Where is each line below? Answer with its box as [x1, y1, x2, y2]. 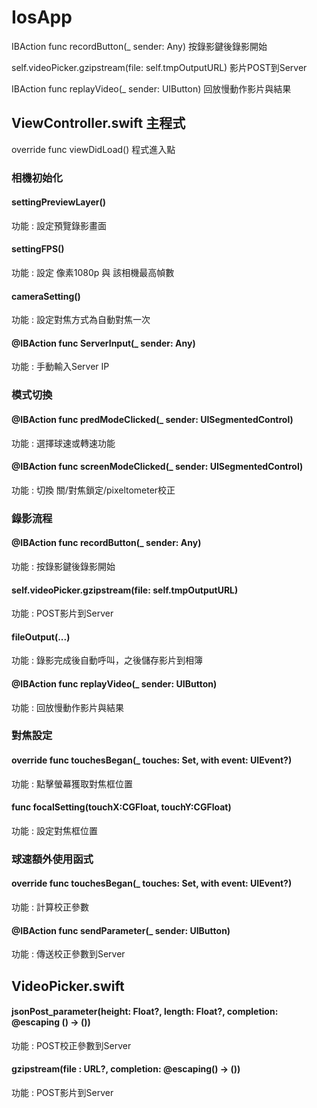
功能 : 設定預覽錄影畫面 [11, 219, 107, 231]
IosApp [11, 6, 73, 29]
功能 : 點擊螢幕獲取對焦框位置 [11, 777, 133, 790]
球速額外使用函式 [11, 852, 94, 866]
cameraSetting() [11, 290, 81, 302]
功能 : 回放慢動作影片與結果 [11, 701, 124, 713]
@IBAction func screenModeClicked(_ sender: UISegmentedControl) [11, 461, 304, 473]
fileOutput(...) [11, 631, 71, 643]
